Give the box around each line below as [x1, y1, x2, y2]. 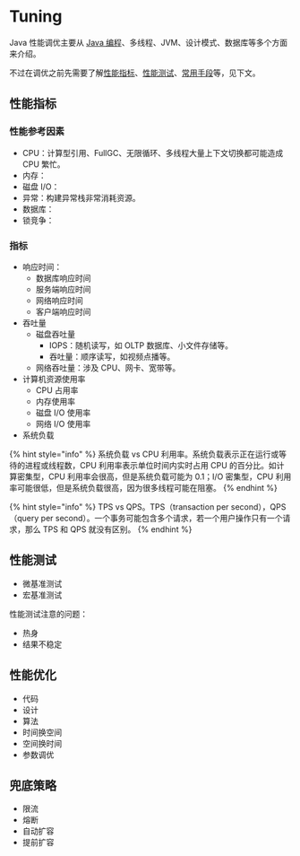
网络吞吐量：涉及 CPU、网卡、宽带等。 [35, 362, 181, 373]
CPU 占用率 [35, 384, 79, 396]
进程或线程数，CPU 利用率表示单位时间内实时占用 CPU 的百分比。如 [24, 459, 277, 470]
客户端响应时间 [35, 306, 91, 317]
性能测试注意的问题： [9, 608, 88, 619]
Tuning [9, 6, 63, 27]
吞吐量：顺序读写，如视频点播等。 [48, 351, 176, 362]
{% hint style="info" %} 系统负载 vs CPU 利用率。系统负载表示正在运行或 [9, 449, 279, 459]
